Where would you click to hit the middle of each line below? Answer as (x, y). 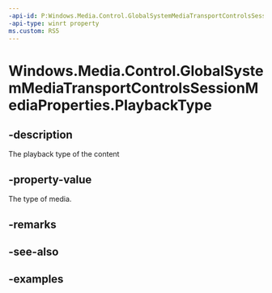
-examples (36, 279)
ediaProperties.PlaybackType (110, 105)
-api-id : (23, 16)
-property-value (50, 180)
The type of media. (40, 199)
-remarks (32, 224)
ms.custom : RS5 (34, 31)
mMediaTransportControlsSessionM (134, 88)
